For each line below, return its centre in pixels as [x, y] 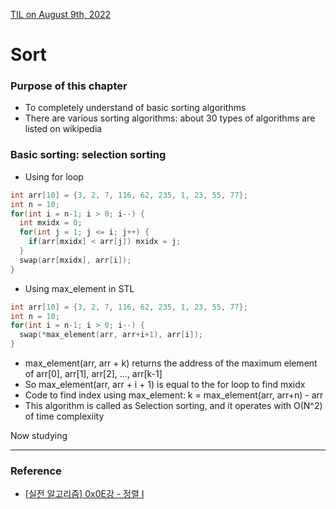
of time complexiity [64, 416]
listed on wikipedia [63, 129]
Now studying [39, 436]
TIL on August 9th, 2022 [61, 14]
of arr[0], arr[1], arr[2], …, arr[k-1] [93, 374]
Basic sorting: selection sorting [88, 155]
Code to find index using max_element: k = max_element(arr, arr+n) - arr [174, 395]
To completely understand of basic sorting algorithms [135, 108]
